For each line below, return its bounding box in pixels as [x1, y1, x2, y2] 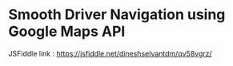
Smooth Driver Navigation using [8, 6, 226, 24]
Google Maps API [8, 22, 126, 41]
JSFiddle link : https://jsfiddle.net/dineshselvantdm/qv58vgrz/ [8, 49, 212, 58]
